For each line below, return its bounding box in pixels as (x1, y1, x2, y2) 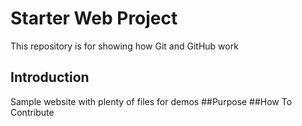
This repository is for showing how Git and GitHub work (10, 40, 239, 52)
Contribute (10, 106, 55, 118)
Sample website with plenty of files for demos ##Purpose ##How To (10, 95, 293, 107)
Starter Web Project (10, 7, 178, 30)
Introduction (10, 69, 90, 86)
